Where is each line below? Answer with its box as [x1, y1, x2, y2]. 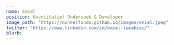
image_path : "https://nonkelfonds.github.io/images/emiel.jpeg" [6, 19, 169, 25]
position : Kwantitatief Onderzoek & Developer [6, 14, 124, 20]
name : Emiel [6, 8, 36, 15]
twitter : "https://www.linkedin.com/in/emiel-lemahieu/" [6, 25, 150, 31]
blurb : [6, 30, 23, 36]
